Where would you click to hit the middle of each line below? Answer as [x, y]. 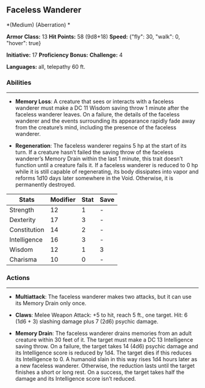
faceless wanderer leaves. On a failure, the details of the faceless [97, 115]
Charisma [23, 260]
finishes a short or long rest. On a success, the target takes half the [100, 372]
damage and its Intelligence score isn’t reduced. [75, 379]
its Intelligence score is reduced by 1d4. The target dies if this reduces [103, 353]
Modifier [63, 199]
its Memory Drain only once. [51, 303]
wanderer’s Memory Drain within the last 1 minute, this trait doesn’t [99, 159]
